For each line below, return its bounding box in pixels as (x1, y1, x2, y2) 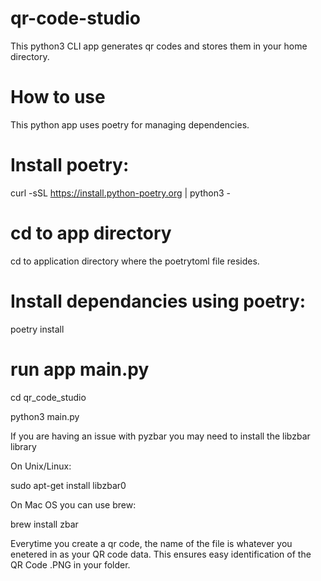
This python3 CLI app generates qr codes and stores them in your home (10, 40, 308, 52)
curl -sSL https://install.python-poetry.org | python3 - (10, 187, 231, 199)
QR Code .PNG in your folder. (10, 558, 131, 571)
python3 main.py (10, 410, 80, 422)
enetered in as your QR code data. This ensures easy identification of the (10, 548, 312, 560)
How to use (10, 86, 106, 109)
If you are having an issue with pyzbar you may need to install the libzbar (10, 430, 311, 442)
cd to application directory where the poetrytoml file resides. (10, 255, 260, 267)
